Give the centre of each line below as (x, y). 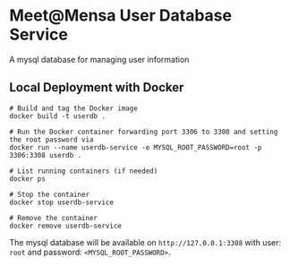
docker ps (28, 179)
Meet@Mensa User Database (121, 16)
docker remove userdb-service (66, 226)
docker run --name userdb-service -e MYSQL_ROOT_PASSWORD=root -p (136, 147)
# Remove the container (54, 218)
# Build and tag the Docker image (74, 108)
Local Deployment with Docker (97, 87)
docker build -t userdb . (57, 116)
